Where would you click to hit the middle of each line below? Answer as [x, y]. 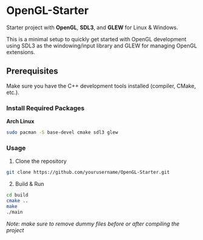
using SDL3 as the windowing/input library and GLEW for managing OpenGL [102, 46]
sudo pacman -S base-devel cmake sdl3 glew [62, 132]
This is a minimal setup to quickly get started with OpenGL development [96, 39]
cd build [17, 195]
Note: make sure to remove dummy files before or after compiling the [93, 224]
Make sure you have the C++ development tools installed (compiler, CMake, [101, 86]
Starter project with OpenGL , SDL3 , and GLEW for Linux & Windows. [92, 27]
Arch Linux [20, 122]
